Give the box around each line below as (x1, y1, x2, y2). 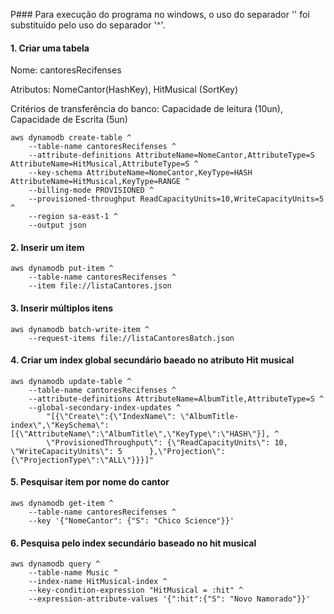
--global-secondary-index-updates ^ (28, 402, 182, 413)
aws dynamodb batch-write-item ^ (10, 324, 150, 334)
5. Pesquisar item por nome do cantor (10, 476, 170, 488)
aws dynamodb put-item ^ (10, 264, 114, 274)
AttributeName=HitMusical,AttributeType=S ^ (10, 159, 199, 169)
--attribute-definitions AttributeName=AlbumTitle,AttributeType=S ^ (28, 394, 325, 404)
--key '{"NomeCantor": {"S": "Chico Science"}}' (28, 516, 235, 526)
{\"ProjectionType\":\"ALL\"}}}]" (10, 455, 155, 465)
